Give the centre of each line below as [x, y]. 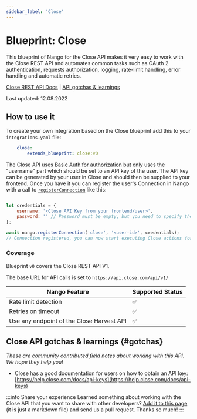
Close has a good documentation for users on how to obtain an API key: [101, 373]
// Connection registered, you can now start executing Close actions [94, 238]
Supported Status [157, 291]
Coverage [21, 253]
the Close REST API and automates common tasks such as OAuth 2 [87, 63]
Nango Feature [68, 291]
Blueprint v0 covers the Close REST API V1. [58, 266]
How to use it [30, 117]
